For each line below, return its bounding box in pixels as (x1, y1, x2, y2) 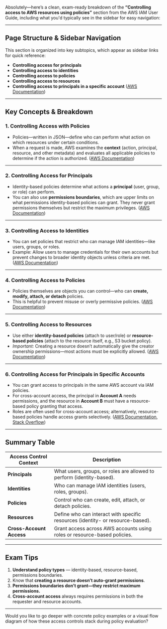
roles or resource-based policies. (54, 531, 133, 538)
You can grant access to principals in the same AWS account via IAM (12, 382, 154, 388)
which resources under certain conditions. (12, 139, 99, 145)
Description (92, 456, 121, 463)
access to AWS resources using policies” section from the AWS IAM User (5, 9, 158, 15)
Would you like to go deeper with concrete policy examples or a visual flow (5, 613, 159, 619)
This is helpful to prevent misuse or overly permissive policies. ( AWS (12, 299, 153, 305)
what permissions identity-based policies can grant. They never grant (12, 199, 155, 205)
